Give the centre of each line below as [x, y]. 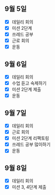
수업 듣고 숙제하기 [29, 83]
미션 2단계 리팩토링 [30, 138]
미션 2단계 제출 [27, 90]
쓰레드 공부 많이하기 [31, 145]
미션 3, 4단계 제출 [29, 187]
